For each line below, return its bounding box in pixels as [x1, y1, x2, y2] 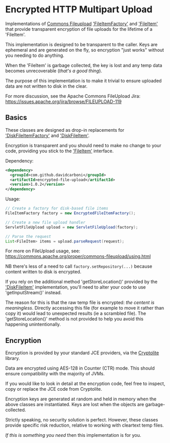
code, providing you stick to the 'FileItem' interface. [5, 148, 114, 154]
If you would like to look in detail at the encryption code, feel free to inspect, [5, 380, 165, 387]
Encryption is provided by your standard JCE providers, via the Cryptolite [5, 350, 159, 356]
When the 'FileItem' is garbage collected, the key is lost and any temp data [5, 62, 162, 68]
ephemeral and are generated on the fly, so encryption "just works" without [5, 47, 164, 53]
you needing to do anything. [5, 52, 65, 58]
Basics [5, 113, 27, 122]
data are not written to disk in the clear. [5, 83, 88, 89]
